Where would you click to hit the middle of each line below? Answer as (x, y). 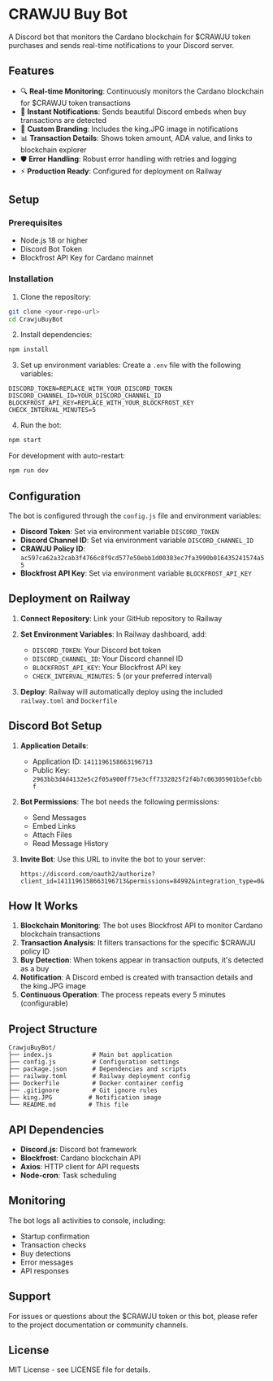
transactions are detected (63, 120)
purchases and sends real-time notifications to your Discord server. (121, 45)
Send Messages (59, 817)
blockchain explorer (53, 149)
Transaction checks (53, 1245)
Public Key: (51, 769)
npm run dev (28, 471)
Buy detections (45, 1253)
